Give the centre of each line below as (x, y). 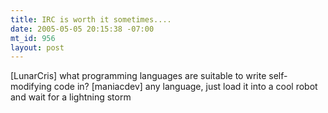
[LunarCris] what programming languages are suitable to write (138, 76)
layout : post (37, 47)
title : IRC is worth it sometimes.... (91, 19)
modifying (31, 87)
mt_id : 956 (33, 38)
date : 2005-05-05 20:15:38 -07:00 (82, 29)
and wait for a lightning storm (71, 97)
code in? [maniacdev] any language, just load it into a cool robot (185, 87)
